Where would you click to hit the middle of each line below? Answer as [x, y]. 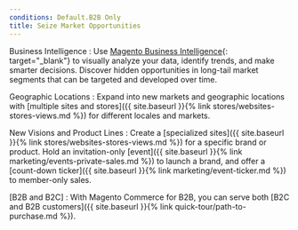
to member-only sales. [50, 179]
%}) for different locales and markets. [141, 115]
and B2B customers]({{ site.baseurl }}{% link [91, 206]
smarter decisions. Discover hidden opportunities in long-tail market [134, 70]
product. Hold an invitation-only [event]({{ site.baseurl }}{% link [126, 151]
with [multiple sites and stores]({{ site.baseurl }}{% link [110, 106]
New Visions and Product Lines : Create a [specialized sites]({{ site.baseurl [147, 132]
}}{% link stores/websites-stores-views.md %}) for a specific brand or [138, 142]
